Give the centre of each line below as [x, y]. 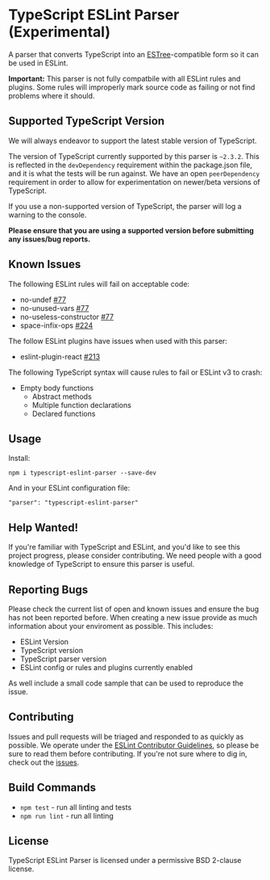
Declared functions [64, 413]
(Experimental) [60, 32]
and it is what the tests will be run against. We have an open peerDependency [134, 173]
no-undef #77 [43, 300]
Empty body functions [57, 388]
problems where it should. [52, 95]
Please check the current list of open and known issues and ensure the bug [134, 609]
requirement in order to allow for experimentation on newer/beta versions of [134, 182]
